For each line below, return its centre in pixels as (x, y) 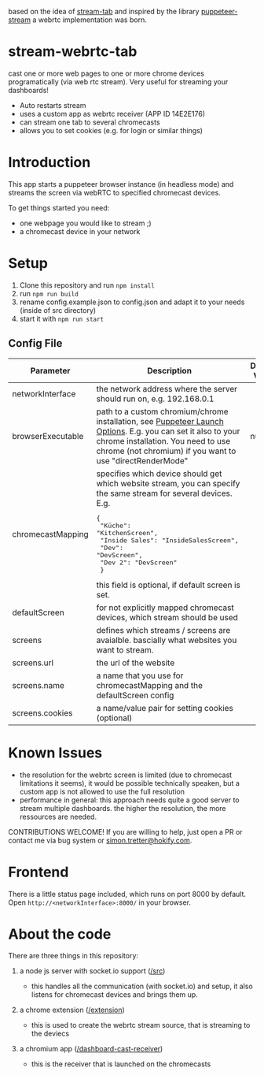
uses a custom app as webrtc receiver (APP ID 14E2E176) (112, 113)
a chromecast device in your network (80, 231)
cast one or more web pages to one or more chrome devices (106, 73)
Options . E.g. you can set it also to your (168, 431)
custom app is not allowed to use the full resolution (102, 791)
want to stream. (125, 649)
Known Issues (55, 753)
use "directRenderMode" (142, 460)
